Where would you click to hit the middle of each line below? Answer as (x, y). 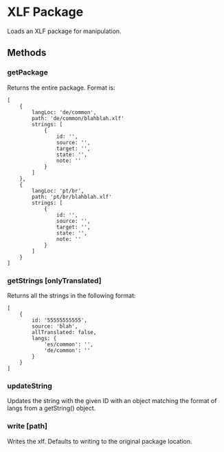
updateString (30, 386)
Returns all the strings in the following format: (71, 295)
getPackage (27, 72)
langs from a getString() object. (52, 409)
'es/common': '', (69, 344)
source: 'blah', (55, 326)
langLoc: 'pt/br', (58, 190)
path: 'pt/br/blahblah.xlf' (72, 197)
